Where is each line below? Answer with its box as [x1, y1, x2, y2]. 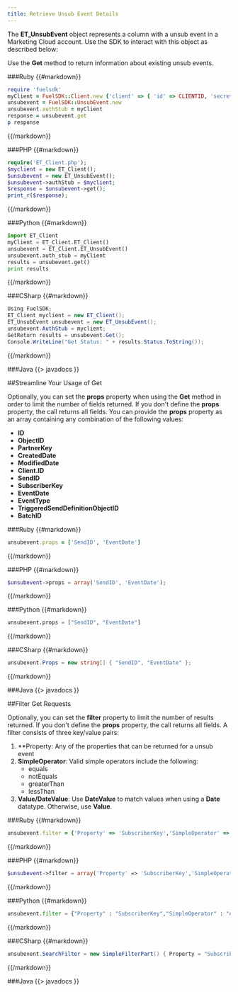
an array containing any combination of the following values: [7, 415, 184, 423]
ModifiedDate [17, 458, 59, 467]
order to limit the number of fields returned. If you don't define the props [7, 399, 220, 408]
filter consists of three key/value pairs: [7, 729, 119, 737]
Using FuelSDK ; [7, 305, 52, 312]
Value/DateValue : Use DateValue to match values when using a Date [17, 794, 221, 804]
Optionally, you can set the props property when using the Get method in [7, 392, 222, 401]
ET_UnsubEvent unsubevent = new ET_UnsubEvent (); [7, 319, 157, 326]
